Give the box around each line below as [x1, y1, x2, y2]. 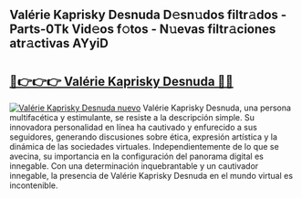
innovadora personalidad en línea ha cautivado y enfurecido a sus [9, 122, 257, 132]
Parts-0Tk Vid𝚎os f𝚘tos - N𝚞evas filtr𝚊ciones [9, 22, 276, 37]
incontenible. [9, 180, 58, 191]
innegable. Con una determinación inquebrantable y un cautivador [9, 161, 259, 172]
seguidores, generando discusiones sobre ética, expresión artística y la [9, 131, 278, 142]
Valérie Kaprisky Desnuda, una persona [142, 102, 292, 113]
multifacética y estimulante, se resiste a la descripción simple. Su [9, 112, 255, 122]
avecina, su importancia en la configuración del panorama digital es [9, 151, 265, 162]
